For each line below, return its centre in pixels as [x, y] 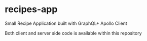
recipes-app [31, 9]
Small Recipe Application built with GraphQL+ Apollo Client [66, 23]
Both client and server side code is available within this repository [73, 33]
